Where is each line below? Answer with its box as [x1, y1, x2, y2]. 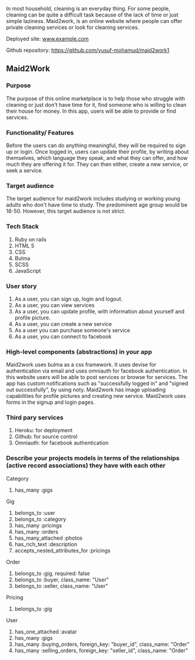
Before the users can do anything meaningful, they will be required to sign [6, 142, 186, 149]
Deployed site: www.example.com [6, 35, 89, 42]
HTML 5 [14, 242, 35, 249]
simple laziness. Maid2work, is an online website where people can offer [6, 18, 183, 24]
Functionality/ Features [6, 128, 74, 136]
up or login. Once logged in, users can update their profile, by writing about [6, 148, 189, 155]
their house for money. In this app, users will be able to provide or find [6, 107, 177, 115]
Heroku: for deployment [14, 427, 73, 434]
